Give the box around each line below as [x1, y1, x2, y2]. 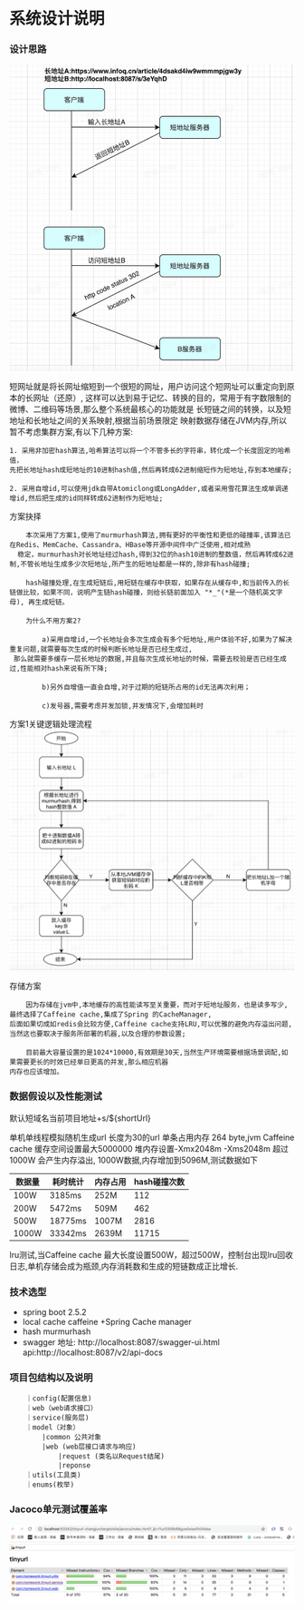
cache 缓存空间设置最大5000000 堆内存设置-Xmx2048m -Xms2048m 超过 [9, 1143, 290, 1154]
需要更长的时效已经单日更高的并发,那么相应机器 [15, 1058, 169, 1067]
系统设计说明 [9, 8, 106, 29]
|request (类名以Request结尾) [57, 1452, 166, 1461]
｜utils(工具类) [25, 1471, 81, 1480]
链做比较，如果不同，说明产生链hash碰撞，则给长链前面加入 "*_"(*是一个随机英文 [9, 587, 277, 597]
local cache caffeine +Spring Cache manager [22, 1317, 192, 1328]
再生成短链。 [28, 597, 70, 606]
